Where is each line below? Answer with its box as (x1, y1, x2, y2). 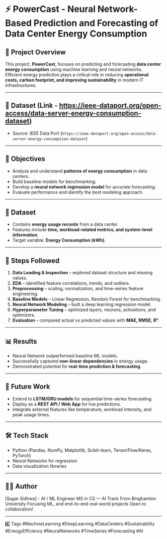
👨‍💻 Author (5, 482, 38, 491)
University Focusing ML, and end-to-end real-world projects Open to (5, 501, 147, 507)
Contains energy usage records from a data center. (12, 221, 119, 227)
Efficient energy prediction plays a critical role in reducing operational (5, 72, 149, 77)
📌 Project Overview (5, 48, 66, 56)
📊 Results (5, 337, 37, 346)
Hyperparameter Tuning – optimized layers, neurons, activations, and (12, 307, 156, 313)
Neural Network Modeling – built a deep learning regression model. (12, 302, 152, 308)
